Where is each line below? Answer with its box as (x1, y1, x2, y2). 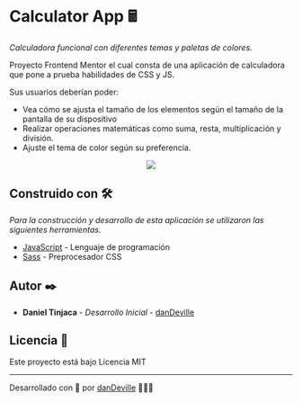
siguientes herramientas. (9, 224, 102, 235)
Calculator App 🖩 (9, 6, 138, 27)
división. (22, 132, 54, 143)
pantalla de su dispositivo (22, 113, 118, 124)
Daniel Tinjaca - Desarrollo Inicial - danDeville (22, 307, 195, 317)
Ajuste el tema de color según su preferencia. (22, 142, 191, 153)
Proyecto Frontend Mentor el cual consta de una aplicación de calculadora (9, 59, 286, 70)
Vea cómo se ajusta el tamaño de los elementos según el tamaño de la (22, 103, 284, 114)
